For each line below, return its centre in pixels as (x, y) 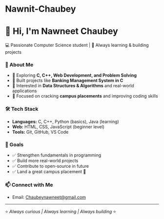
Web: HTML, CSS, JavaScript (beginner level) (58, 127)
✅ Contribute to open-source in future (51, 166)
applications (24, 91)
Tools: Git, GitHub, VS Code (40, 132)
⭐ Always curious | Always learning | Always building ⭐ (61, 212)
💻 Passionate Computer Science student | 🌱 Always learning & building (77, 45)
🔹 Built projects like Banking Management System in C (68, 80)
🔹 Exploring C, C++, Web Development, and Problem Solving (74, 75)
